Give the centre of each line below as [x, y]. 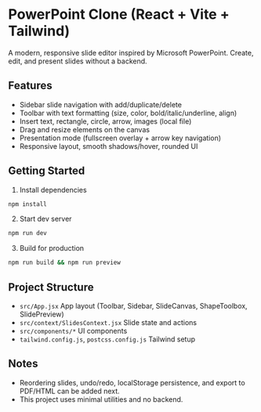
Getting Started [47, 171]
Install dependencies [53, 190]
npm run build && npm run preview [65, 263]
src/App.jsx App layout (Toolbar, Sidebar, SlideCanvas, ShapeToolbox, [134, 306]
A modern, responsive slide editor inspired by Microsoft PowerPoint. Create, [131, 52]
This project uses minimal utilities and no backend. [101, 399]
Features [30, 86]
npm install [27, 204]
